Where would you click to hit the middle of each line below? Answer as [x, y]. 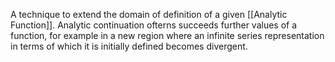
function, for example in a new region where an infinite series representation [167, 35]
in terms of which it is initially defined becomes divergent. [129, 46]
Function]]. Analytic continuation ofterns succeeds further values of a [154, 25]
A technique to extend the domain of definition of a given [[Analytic [149, 14]
